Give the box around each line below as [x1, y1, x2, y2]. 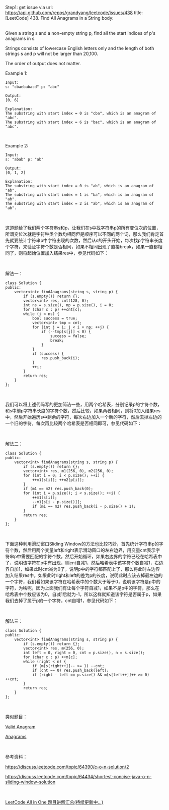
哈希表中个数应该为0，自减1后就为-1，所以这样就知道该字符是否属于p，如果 [5, 591, 162, 597]
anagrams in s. [5, 35, 36, 41]
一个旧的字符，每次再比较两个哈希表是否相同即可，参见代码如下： [5, 420, 142, 426]
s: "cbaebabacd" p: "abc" [5, 84, 59, 89]
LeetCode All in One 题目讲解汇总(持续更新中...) [5, 799, 104, 805]
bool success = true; [32, 316, 78, 321]
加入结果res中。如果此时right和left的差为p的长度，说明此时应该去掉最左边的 [5, 572, 163, 578]
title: [134, 10, 143, 16]
